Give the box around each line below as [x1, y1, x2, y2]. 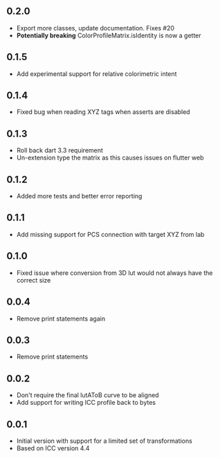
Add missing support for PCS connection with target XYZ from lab [16, 230, 205, 238]
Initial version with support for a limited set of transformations [16, 437, 193, 445]
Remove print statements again [16, 314, 105, 323]
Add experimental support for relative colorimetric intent [16, 69, 177, 78]
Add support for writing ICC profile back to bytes [16, 399, 156, 407]
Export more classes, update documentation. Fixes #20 [16, 23, 174, 32]
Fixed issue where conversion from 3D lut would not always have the [16, 269, 213, 277]
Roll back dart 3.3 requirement [16, 146, 103, 155]
